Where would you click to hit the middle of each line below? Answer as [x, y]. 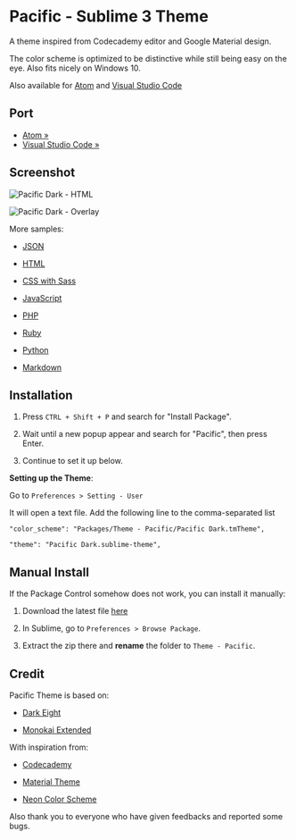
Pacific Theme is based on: [59, 695]
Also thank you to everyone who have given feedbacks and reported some [146, 816]
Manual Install [49, 572]
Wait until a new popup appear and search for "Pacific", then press [144, 434]
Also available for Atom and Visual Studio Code [96, 85]
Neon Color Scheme [59, 799]
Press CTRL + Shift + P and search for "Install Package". [127, 416]
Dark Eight [41, 713]
